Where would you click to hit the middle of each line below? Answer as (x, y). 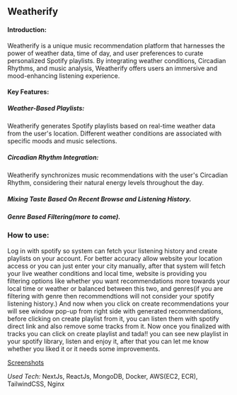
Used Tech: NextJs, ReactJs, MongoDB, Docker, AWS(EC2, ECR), (103, 376)
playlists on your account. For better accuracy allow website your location (115, 258)
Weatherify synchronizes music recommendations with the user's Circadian (118, 175)
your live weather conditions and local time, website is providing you (107, 273)
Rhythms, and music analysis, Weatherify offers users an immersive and (112, 68)
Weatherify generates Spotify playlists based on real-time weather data (111, 126)
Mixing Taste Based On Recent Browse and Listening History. (99, 199)
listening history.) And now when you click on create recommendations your (118, 304)
